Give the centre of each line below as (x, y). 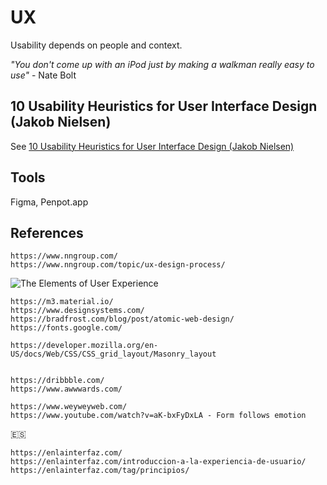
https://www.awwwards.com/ (66, 389)
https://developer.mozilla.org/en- (84, 346)
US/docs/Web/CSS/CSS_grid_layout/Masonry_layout (113, 354)
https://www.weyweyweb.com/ (69, 407)
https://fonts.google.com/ (66, 328)
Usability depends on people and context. (96, 45)
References (47, 232)
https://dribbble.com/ (57, 381)
